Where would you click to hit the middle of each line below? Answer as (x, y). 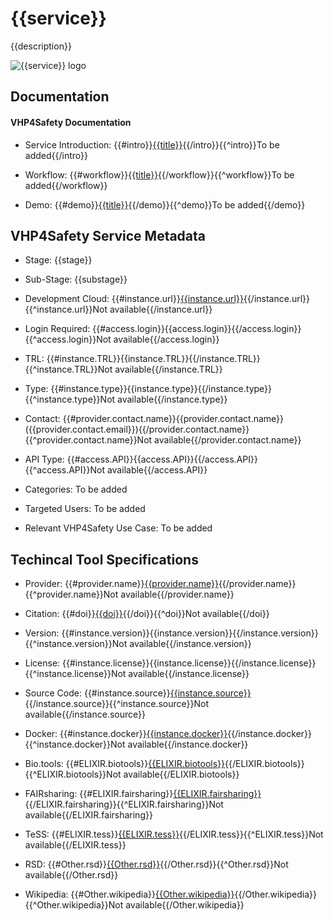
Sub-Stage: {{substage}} (76, 279)
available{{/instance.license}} (189, 674)
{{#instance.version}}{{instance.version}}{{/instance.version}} (190, 633)
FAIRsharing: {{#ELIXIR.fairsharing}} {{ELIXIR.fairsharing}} (143, 794)
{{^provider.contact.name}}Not (88, 440)
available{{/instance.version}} (190, 644)
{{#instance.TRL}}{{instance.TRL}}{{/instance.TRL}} (153, 359)
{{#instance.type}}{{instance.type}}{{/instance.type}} (161, 389)
